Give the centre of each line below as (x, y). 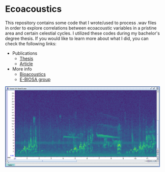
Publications (25, 53)
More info (22, 69)
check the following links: (31, 43)
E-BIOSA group (35, 79)
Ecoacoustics (33, 9)
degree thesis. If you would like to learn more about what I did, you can (77, 38)
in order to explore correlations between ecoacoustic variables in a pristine (81, 28)
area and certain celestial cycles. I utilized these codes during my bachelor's (82, 33)
